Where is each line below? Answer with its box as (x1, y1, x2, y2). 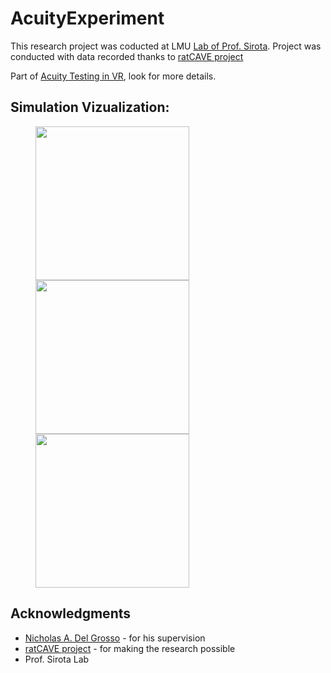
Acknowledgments (10, 605, 132, 622)
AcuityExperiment (10, 7, 165, 30)
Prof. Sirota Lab (24, 653, 90, 665)
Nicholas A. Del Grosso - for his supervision (24, 632, 206, 644)
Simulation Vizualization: (10, 99, 170, 116)
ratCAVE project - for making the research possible (24, 642, 236, 654)
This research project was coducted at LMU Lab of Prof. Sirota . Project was (10, 40, 322, 52)
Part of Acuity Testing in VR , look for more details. (10, 70, 217, 82)
